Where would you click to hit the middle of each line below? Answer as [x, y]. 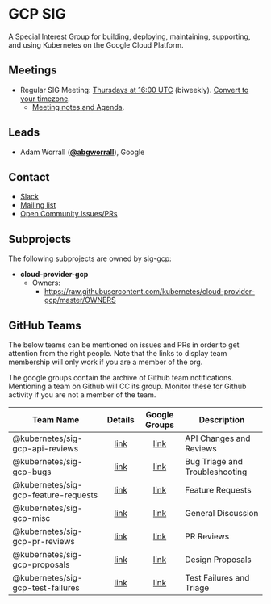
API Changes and [218, 438]
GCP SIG [37, 14]
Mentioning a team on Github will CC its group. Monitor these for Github [127, 386]
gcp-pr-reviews [44, 541]
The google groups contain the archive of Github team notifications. [121, 377]
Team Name [56, 419]
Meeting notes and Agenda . [78, 107]
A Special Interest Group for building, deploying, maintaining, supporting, [129, 36]
